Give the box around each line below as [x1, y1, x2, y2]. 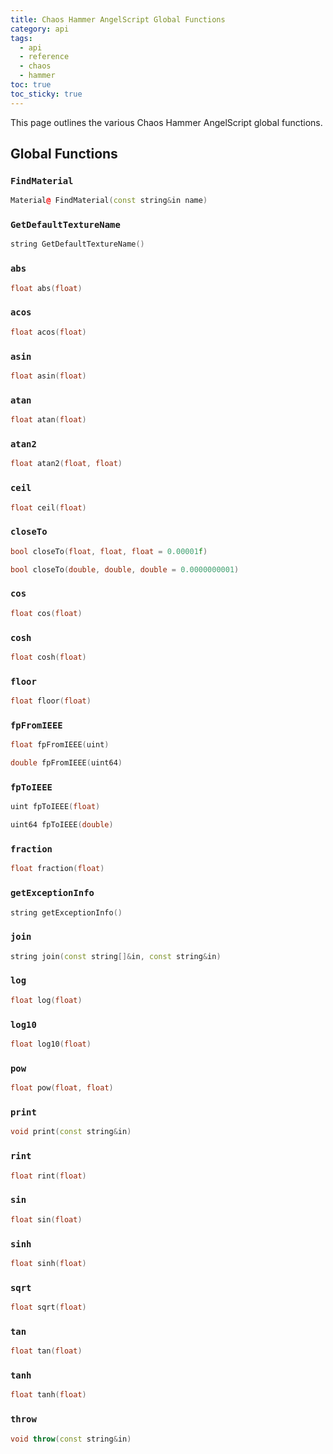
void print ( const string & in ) [10, 1127, 132, 1137]
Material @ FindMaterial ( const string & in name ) [10, 196, 208, 206]
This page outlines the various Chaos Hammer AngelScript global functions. [10, 116, 323, 128]
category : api [10, 24, 70, 34]
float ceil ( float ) [10, 502, 87, 513]
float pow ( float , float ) [10, 1083, 114, 1093]
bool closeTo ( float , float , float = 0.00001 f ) [10, 546, 208, 556]
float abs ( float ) [10, 283, 83, 293]
